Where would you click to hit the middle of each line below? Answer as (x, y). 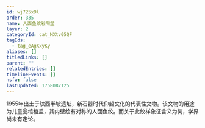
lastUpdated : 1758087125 (38, 86)
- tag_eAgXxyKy (31, 46)
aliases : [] (21, 52)
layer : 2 (17, 29)
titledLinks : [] (27, 57)
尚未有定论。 (22, 119)
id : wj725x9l (23, 12)
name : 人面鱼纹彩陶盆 (31, 23)
